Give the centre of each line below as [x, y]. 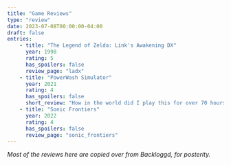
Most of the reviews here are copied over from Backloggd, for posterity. [109, 155]
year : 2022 [41, 115]
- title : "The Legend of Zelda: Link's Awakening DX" [98, 45]
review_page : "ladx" [55, 71]
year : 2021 [41, 84]
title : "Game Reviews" [40, 13]
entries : [20, 39]
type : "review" [29, 20]
